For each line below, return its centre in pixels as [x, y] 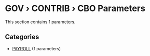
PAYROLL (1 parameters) [36, 48]
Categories [22, 37]
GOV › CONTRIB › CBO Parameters [75, 8]
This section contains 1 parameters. [40, 22]
